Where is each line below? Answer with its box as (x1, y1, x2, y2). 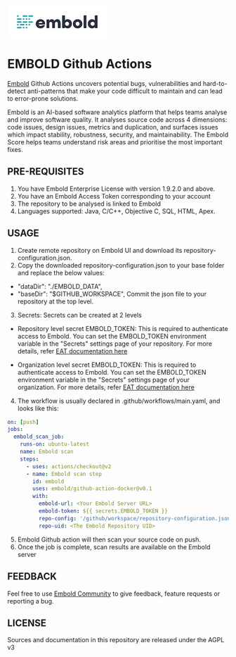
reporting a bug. (7, 596, 54, 605)
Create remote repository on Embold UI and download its (17, 246, 183, 254)
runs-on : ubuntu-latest (20, 441, 90, 448)
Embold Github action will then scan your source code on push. (17, 535, 202, 544)
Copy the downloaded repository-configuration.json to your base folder (17, 261, 225, 269)
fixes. (7, 145, 23, 154)
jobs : (7, 426, 23, 433)
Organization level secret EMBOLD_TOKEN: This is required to (17, 361, 197, 369)
